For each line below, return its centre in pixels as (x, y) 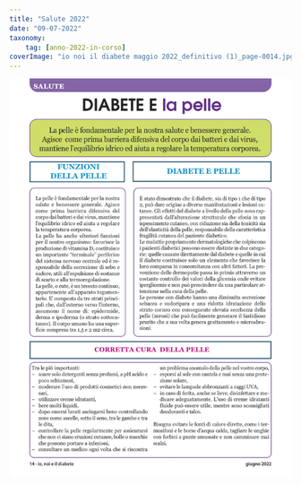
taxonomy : (28, 38)
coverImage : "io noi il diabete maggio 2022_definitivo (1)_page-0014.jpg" (154, 57)
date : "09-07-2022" (46, 28)
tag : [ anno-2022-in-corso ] (76, 48)
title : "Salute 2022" (50, 19)
